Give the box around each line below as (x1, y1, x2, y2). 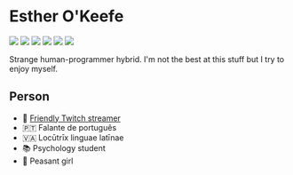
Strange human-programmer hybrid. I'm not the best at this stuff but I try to (9, 53, 285, 64)
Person (9, 89, 51, 104)
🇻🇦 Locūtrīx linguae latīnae (21, 131, 124, 143)
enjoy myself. (9, 63, 59, 74)
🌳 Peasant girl (21, 155, 74, 166)
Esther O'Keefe (9, 6, 124, 27)
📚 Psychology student (21, 142, 107, 153)
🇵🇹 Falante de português (21, 122, 117, 132)
